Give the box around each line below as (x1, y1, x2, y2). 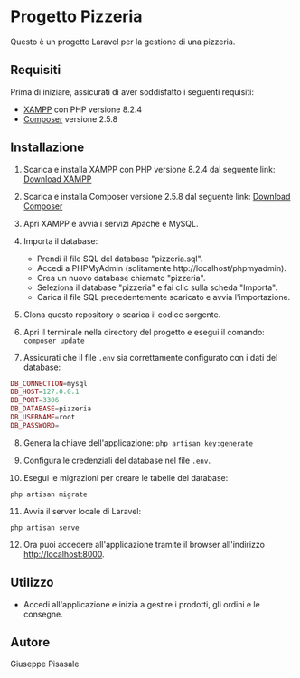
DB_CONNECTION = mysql (10, 379, 89, 388)
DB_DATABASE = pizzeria (10, 404, 92, 413)
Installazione (10, 140, 85, 155)
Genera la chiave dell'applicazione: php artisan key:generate (23, 437, 254, 448)
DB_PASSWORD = (10, 420, 60, 430)
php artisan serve (10, 523, 80, 532)
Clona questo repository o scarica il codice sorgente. (23, 309, 221, 320)
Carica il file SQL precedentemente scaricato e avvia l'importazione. (36, 291, 291, 302)
